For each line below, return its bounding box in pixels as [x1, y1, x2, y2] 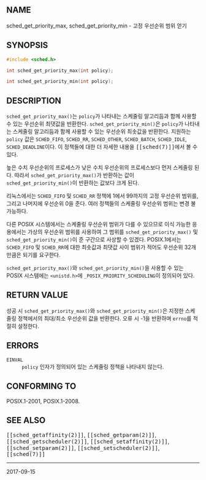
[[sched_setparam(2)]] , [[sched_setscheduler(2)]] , [6, 444, 160, 452]
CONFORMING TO [6, 381, 77, 392]
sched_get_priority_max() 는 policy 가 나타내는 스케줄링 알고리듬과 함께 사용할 [6, 113, 197, 120]
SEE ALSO [6, 415, 46, 425]
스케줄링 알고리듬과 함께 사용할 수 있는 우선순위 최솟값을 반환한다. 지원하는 [12, 128, 191, 135]
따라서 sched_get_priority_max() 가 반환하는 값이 [14, 172, 135, 179]
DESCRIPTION [6, 95, 61, 106]
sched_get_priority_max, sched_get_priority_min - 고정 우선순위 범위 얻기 [6, 21, 187, 29]
